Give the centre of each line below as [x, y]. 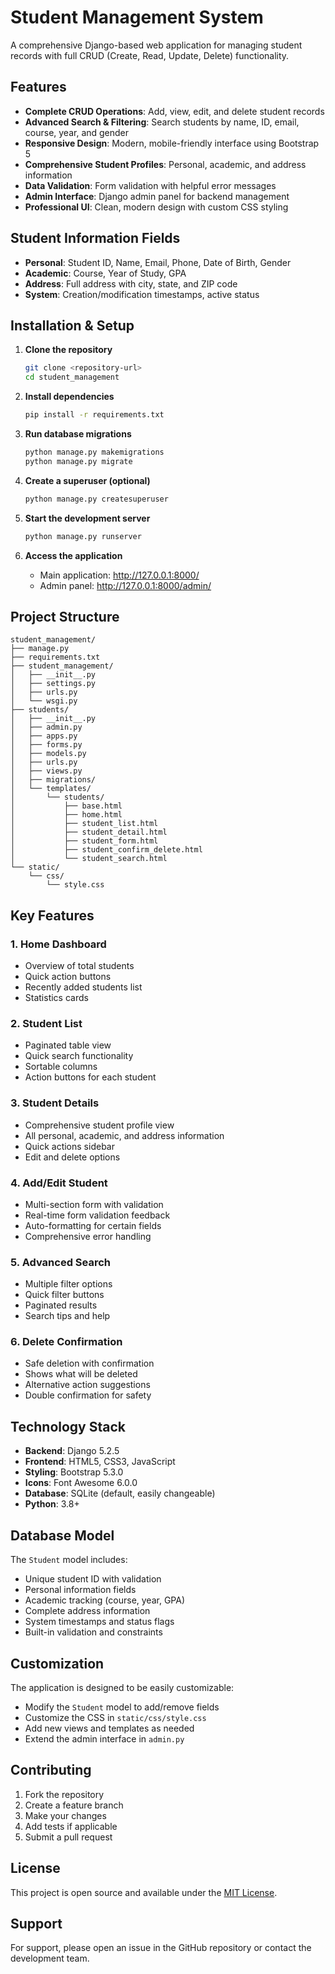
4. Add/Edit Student [59, 1183]
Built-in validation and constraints [93, 1632]
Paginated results [61, 1305]
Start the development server [87, 518]
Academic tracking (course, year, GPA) [105, 1600]
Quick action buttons [68, 976]
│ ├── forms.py [46, 745]
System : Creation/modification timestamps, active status [142, 294]
